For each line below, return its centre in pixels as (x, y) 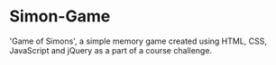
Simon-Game (60, 16)
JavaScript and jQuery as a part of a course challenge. (111, 50)
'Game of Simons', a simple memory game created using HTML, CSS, (138, 41)
